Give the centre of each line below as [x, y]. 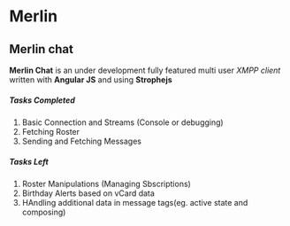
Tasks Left [29, 161]
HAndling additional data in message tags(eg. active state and [135, 202]
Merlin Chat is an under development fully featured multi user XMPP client [145, 70]
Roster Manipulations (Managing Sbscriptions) [107, 183]
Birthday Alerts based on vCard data [88, 193]
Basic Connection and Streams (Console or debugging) [122, 122]
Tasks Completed [42, 100]
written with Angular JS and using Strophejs [91, 80]
